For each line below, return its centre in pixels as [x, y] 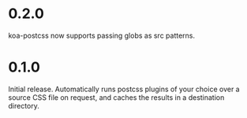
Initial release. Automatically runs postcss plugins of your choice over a [124, 89]
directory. [24, 105]
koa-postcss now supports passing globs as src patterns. [102, 35]
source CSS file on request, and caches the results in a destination [116, 97]
